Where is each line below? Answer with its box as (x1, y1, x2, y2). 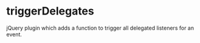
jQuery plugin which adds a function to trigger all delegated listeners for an (6, 24, 195, 31)
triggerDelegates (6, 4, 94, 18)
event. (6, 30, 22, 38)
